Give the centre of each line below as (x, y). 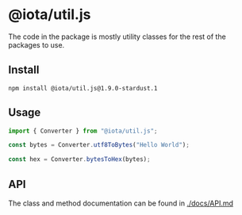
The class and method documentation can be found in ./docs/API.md (121, 203)
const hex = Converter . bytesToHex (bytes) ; (79, 159)
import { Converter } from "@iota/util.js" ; (83, 131)
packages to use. (36, 44)
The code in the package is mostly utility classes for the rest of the (117, 36)
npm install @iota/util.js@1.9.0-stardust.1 (83, 88)
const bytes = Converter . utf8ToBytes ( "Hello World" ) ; (99, 145)
